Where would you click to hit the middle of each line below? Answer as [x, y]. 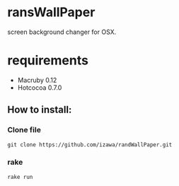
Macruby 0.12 [37, 80]
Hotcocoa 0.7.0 [40, 87]
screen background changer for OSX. [62, 32]
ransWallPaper [51, 12]
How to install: [40, 110]
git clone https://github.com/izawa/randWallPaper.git [90, 145]
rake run [20, 177]
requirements [48, 60]
